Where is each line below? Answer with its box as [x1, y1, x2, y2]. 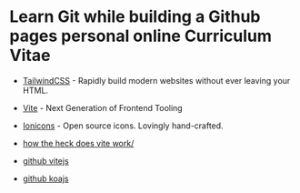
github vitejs [22, 155, 70, 166]
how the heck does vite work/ [22, 137, 135, 148]
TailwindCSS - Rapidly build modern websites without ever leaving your [22, 75, 291, 86]
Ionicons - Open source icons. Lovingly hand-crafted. [22, 120, 225, 131]
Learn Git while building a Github [9, 6, 261, 27]
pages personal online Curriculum [9, 25, 273, 46]
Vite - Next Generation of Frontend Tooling [22, 102, 184, 113]
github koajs [22, 173, 69, 184]
